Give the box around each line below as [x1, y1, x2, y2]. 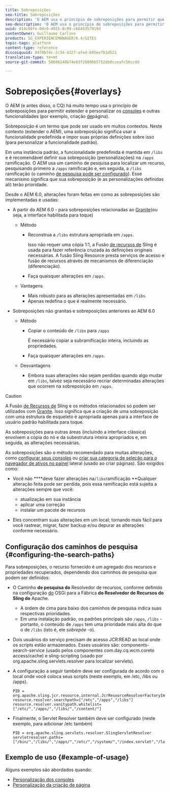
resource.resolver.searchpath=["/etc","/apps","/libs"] [12, 697, 133, 703]
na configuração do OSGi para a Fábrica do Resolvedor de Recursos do [12, 590, 164, 596]
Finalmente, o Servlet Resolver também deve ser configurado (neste [12, 715, 156, 721]
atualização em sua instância [20, 496, 81, 502]
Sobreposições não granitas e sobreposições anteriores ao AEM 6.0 [12, 308, 155, 314]
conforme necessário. [12, 528, 59, 534]
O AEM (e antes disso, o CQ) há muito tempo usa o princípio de [5, 103, 138, 109]
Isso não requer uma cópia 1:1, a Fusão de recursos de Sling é [27, 242, 157, 248]
